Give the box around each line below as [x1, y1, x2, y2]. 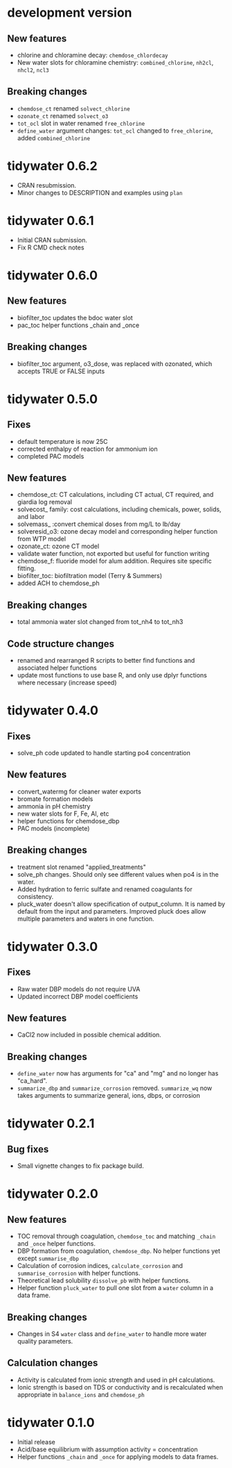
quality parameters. [17, 1337, 73, 1345]
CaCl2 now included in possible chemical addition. [17, 1030, 161, 1039]
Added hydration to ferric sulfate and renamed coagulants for [17, 884, 193, 893]
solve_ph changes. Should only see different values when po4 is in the [17, 870, 220, 878]
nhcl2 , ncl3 [17, 66, 50, 74]
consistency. [17, 892, 54, 900]
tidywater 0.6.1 [7, 213, 95, 229]
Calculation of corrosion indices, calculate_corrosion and [17, 1262, 184, 1270]
